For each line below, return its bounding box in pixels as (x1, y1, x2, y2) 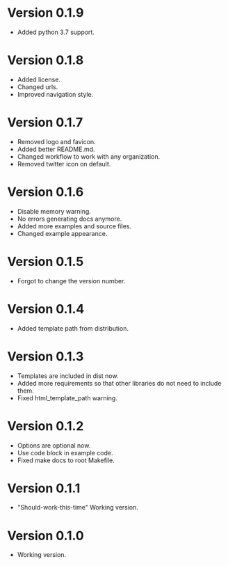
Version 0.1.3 (7, 348, 84, 364)
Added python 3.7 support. (17, 28, 95, 36)
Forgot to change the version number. (17, 276, 126, 285)
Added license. (17, 75, 61, 84)
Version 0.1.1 (7, 480, 81, 496)
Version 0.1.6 (7, 184, 84, 200)
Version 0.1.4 (7, 301, 85, 317)
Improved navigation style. (17, 90, 94, 98)
